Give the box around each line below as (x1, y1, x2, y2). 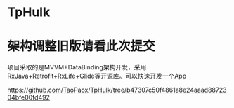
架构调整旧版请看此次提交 (7, 39, 156, 55)
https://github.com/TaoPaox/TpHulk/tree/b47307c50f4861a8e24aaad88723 (7, 86, 227, 95)
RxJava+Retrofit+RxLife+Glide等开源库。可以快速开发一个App (7, 72, 187, 81)
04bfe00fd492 (7, 93, 51, 102)
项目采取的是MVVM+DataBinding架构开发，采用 (7, 63, 147, 72)
